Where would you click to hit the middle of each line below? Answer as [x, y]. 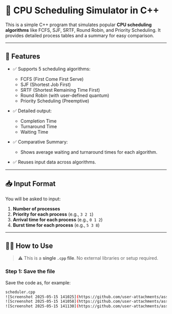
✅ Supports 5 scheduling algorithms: [51, 69]
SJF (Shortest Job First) [46, 85]
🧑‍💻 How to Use [29, 246]
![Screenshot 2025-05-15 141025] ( [42, 297]
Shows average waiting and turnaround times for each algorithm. [89, 152]
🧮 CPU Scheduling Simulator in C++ [82, 11]
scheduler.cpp [20, 292]
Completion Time [39, 121]
